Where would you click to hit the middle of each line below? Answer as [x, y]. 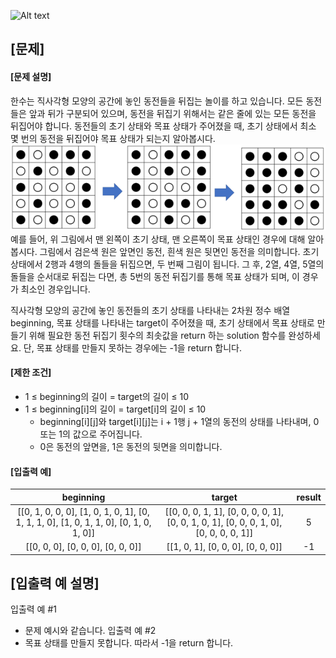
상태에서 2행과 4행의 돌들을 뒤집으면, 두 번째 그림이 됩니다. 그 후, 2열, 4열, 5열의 [167, 264]
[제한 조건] [31, 372]
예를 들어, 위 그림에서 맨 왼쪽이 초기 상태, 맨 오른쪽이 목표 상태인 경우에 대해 [158, 239]
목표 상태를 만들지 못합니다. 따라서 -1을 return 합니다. [129, 643]
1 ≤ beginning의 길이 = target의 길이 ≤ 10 [106, 396]
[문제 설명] [31, 76]
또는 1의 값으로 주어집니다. [91, 434]
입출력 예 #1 [33, 609]
